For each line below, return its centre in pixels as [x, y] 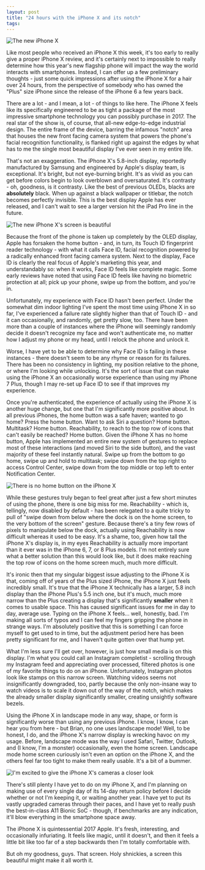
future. [15, 213]
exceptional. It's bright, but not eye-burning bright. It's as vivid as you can [99, 174]
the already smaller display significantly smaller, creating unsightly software [102, 697]
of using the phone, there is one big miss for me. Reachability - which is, [98, 504]
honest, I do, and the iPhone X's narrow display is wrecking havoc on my [98, 735]
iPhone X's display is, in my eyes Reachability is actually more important [97, 543]
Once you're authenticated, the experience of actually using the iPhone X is [102, 402]
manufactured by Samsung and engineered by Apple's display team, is [95, 167]
